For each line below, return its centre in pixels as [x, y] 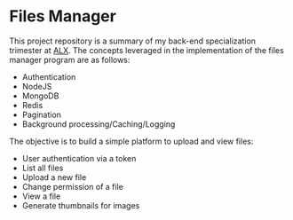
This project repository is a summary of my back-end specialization [132, 41]
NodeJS [37, 86]
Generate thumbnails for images [81, 205]
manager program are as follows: [70, 59]
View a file [41, 196]
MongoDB [40, 96]
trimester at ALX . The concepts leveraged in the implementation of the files [146, 50]
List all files [43, 168]
